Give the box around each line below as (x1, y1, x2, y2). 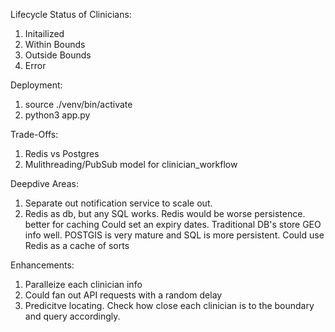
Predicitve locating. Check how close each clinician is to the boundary (24, 300, 315, 311)
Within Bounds (24, 39, 86, 50)
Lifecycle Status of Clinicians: (10, 9, 132, 20)
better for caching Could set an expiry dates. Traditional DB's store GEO (24, 219, 322, 230)
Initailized (24, 28, 65, 39)
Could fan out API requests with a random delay (24, 289, 223, 301)
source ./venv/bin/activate (24, 99, 133, 110)
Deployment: (10, 79, 63, 91)
